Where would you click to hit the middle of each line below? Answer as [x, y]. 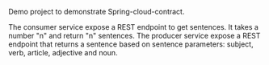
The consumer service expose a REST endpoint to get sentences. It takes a [133, 27]
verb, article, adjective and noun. [63, 53]
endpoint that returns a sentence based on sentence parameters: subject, [131, 44]
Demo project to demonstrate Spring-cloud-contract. [97, 12]
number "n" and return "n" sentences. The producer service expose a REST [134, 36]
